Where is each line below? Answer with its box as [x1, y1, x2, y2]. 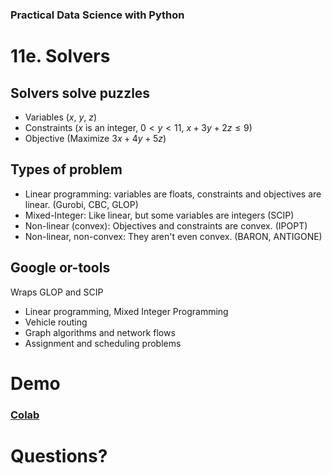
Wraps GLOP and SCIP [10, 286, 104, 298]
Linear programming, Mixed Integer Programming [24, 305, 229, 317]
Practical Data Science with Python [10, 8, 185, 22]
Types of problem [10, 161, 123, 178]
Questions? [10, 444, 108, 467]
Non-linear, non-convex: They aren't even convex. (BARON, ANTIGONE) [24, 230, 323, 242]
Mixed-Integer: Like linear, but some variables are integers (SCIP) [24, 209, 295, 221]
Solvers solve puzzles [10, 84, 151, 102]
